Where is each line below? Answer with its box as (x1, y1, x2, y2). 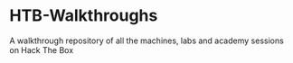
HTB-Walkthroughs (9, 5, 158, 26)
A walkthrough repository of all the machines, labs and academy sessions (9, 35, 285, 46)
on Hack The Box (9, 44, 74, 55)
